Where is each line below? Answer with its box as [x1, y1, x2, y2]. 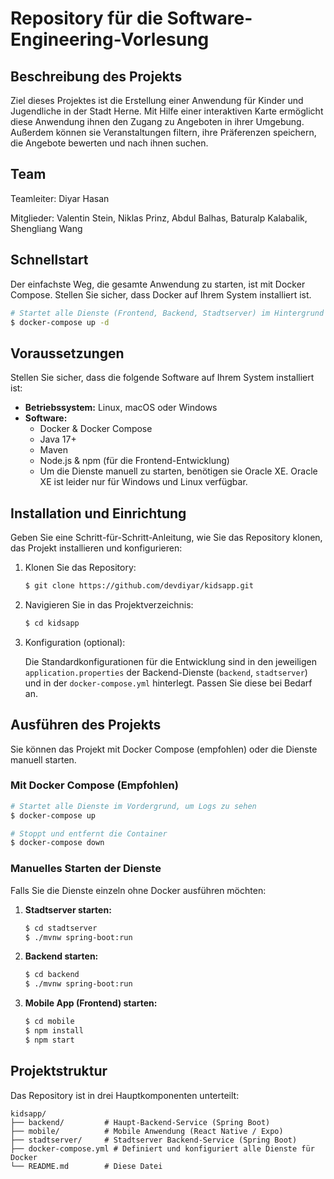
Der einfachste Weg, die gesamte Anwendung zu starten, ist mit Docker [10, 278, 306, 290]
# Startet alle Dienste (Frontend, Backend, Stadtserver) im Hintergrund [10, 308, 325, 318]
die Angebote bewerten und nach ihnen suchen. [10, 137, 209, 149]
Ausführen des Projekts [10, 717, 162, 734]
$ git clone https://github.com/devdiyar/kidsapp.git [24, 581, 254, 591]
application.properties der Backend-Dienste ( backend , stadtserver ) [24, 666, 308, 678]
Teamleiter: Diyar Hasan [10, 192, 110, 204]
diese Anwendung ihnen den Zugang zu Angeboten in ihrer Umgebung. [10, 116, 305, 127]
